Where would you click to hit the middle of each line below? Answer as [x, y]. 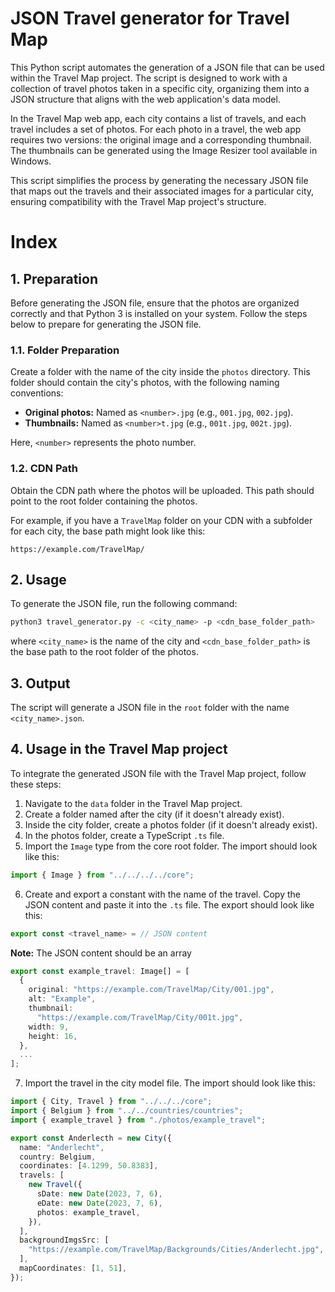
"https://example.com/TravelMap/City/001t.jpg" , [140, 1017]
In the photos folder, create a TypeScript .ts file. [124, 835]
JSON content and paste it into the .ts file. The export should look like [169, 904]
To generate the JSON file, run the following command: [124, 604]
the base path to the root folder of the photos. [104, 652]
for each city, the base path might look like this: [108, 531]
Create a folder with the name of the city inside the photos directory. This [160, 372]
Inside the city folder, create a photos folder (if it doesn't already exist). [171, 824]
